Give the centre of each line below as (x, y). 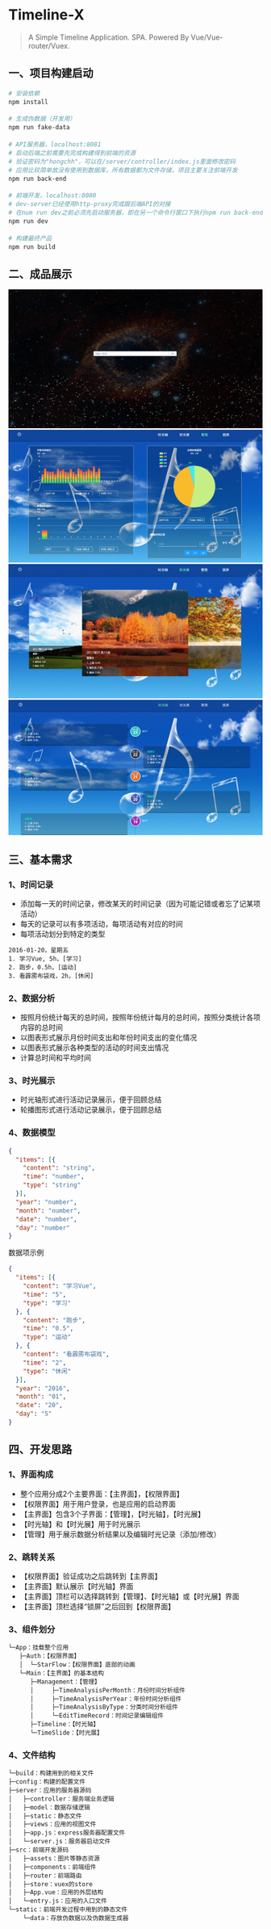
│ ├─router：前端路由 (45, 1876)
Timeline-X (46, 15)
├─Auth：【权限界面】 (50, 1656)
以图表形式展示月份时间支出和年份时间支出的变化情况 (108, 1038)
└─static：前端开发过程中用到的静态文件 (68, 1910)
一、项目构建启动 (51, 73)
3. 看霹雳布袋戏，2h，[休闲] (51, 976)
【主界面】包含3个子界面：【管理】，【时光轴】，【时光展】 (113, 1514)
